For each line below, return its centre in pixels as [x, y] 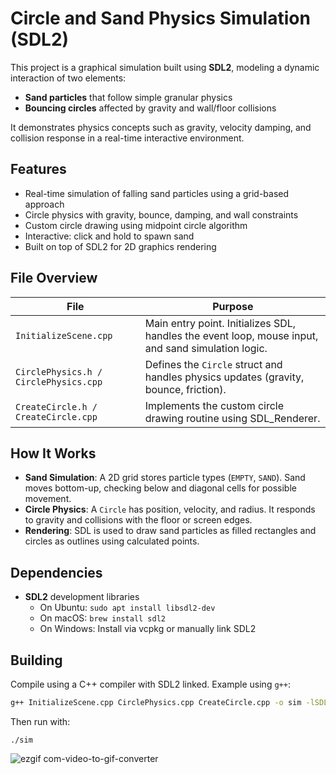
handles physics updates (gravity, [224, 377]
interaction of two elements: [68, 78]
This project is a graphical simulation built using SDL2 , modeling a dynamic [165, 67]
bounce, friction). [185, 389]
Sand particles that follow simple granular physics [128, 97]
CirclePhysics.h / [59, 371]
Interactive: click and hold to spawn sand [109, 236]
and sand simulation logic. [206, 348]
